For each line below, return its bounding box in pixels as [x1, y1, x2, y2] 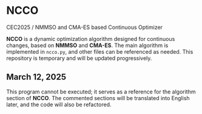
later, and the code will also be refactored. [6, 101, 112, 108]
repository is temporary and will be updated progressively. [6, 54, 152, 62]
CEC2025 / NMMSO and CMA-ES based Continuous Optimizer [6, 24, 163, 31]
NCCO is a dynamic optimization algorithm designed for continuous [6, 35, 175, 42]
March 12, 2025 [6, 72, 67, 82]
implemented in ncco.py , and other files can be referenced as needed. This [6, 48, 194, 55]
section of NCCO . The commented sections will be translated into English [6, 94, 190, 101]
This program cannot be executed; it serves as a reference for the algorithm [6, 88, 196, 95]
